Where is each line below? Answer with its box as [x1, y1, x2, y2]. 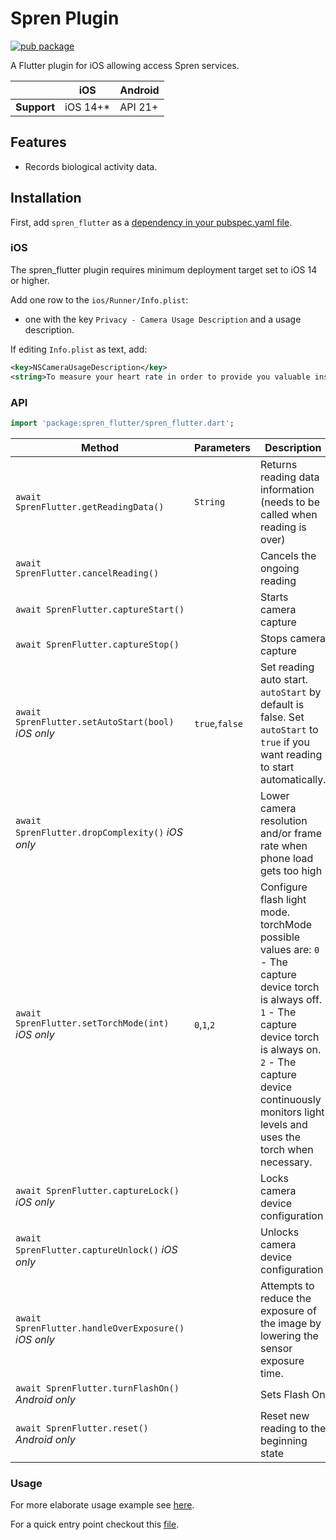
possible [259, 930, 301, 944]
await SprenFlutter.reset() [15, 1422, 149, 1434]
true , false [194, 716, 244, 730]
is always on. [259, 1042, 322, 1056]
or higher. [10, 274, 50, 286]
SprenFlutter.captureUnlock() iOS [15, 1242, 178, 1256]
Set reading [259, 660, 315, 674]
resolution [259, 813, 308, 827]
